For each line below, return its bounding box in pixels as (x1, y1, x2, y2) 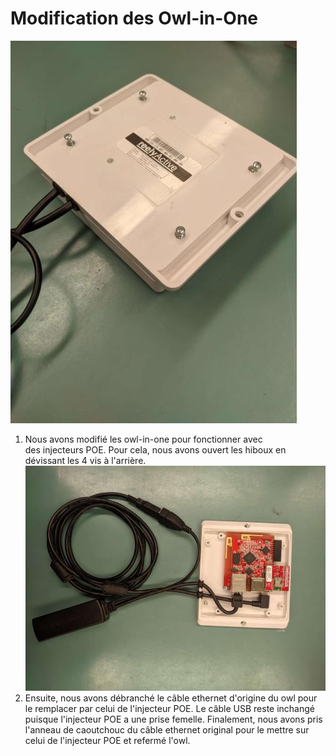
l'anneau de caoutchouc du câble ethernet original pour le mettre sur (24, 724, 310, 736)
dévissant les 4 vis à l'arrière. (24, 454, 147, 466)
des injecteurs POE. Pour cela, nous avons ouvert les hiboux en (24, 443, 287, 456)
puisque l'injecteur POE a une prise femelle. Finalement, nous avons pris (24, 713, 323, 726)
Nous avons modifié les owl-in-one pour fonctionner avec (24, 433, 263, 445)
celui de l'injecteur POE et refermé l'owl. (24, 735, 191, 747)
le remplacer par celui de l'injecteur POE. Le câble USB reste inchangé (24, 703, 315, 715)
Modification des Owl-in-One (10, 7, 259, 30)
